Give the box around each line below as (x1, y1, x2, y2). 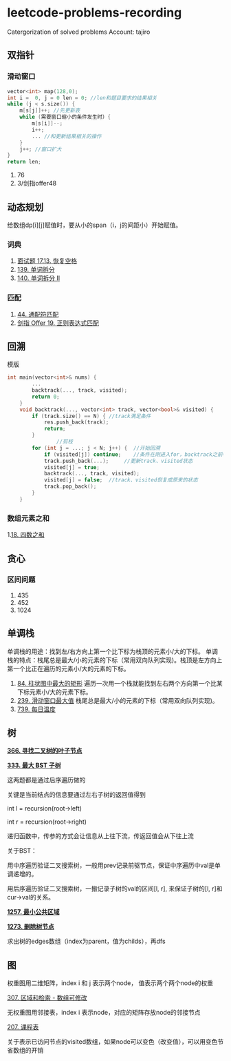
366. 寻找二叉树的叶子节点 (7, 746, 82, 755)
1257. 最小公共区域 (7, 908, 60, 916)
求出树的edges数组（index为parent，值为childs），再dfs (7, 937, 166, 946)
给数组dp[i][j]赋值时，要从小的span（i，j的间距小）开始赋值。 (7, 221, 182, 229)
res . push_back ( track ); (43, 419, 109, 426)
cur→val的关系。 (7, 893, 55, 902)
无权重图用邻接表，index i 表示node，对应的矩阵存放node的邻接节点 (7, 1009, 201, 1017)
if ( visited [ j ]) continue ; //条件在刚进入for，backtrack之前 (43, 450, 223, 458)
